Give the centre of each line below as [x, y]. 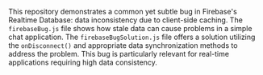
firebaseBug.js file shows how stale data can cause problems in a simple [130, 28]
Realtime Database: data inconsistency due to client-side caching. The [126, 20]
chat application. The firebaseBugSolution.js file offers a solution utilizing [132, 37]
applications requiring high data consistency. [83, 62]
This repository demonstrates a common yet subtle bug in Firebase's [123, 12]
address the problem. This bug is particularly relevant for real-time [119, 54]
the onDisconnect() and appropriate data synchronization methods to [123, 45]
